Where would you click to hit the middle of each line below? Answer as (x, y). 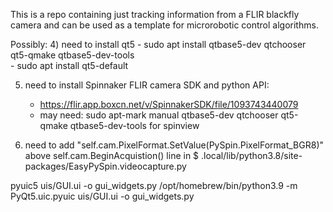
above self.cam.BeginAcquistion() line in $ (112, 155)
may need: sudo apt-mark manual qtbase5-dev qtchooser (159, 115)
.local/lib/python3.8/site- (252, 155)
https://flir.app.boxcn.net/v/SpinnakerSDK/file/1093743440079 (169, 104)
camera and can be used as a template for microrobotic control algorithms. (164, 25)
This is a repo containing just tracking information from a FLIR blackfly (155, 14)
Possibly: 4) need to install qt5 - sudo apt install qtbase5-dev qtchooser (158, 44)
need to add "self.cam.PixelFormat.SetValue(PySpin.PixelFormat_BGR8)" (174, 145)
